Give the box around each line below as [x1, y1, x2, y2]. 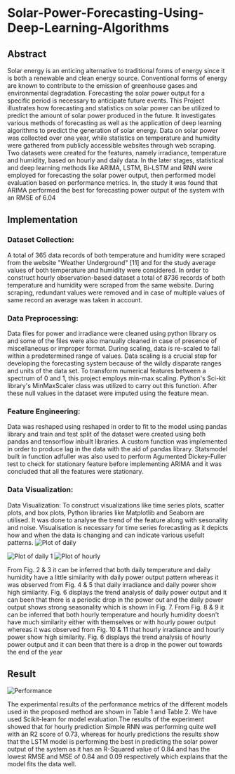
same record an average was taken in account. [7, 295, 142, 304]
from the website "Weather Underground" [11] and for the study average [7, 258, 216, 266]
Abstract [7, 48, 47, 60]
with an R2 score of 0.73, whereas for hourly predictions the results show [7, 730, 220, 739]
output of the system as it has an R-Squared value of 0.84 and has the [7, 745, 210, 754]
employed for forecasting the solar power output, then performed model [7, 171, 216, 179]
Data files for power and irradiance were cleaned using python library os [7, 329, 217, 337]
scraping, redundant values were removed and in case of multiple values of [7, 288, 225, 297]
